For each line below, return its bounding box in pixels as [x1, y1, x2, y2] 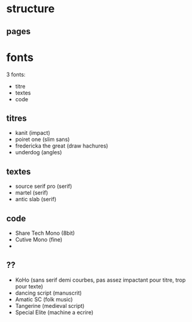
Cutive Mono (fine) [15, 235, 63, 243]
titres [6, 113, 27, 123]
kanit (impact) [15, 129, 51, 137]
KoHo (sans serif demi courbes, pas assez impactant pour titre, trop [15, 276, 186, 284]
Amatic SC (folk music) [15, 295, 73, 303]
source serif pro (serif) [15, 182, 73, 190]
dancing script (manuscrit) [15, 289, 82, 296]
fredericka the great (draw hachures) [15, 142, 108, 149]
